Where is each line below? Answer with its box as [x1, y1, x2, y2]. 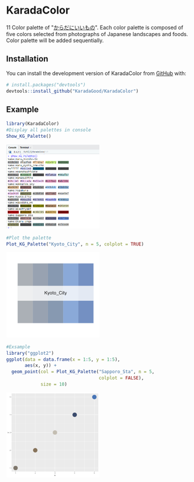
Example [6, 104, 39, 114]
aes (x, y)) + [24, 363, 57, 368]
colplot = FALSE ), [98, 375, 144, 381]
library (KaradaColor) [6, 121, 60, 127]
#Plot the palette [6, 235, 51, 241]
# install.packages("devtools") [6, 82, 86, 88]
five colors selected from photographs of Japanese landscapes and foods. [6, 30, 188, 37]
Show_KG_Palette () [6, 134, 51, 140]
